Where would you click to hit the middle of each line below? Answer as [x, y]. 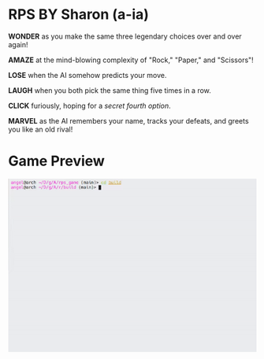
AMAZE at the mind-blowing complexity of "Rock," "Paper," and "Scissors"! [131, 60]
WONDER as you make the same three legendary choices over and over [125, 36]
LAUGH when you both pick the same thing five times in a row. [110, 90]
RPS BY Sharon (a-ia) [79, 15]
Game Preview [56, 161]
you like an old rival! [41, 129]
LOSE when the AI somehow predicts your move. [87, 75]
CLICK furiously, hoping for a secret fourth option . [89, 105]
